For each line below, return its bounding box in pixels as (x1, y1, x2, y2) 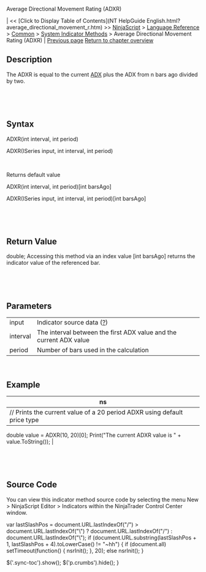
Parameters (6, 300, 52, 311)
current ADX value (36, 336, 90, 345)
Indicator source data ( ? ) (36, 318, 109, 327)
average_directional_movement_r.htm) (6, 24, 103, 31)
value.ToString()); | (6, 438, 54, 445)
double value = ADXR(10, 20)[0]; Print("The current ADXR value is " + (6, 431, 181, 439)
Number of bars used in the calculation (36, 346, 149, 355)
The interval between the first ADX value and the (36, 328, 177, 337)
